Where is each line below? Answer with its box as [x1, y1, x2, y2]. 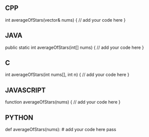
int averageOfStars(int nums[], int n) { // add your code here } [5, 71, 129, 78]
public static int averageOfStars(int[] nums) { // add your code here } [5, 44, 144, 50]
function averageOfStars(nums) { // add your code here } [5, 99, 120, 105]
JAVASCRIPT [5, 86, 46, 94]
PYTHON [5, 113, 33, 122]
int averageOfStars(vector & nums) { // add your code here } [5, 17, 126, 23]
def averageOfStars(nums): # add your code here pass [5, 127, 117, 133]
